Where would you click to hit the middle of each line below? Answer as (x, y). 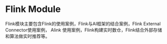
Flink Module (33, 9)
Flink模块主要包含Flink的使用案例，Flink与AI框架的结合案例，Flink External (83, 23)
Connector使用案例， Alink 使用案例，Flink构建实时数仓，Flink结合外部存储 (84, 30)
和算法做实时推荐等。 (27, 36)
